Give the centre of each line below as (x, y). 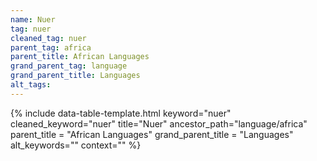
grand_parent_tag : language (69, 66)
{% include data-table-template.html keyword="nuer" (121, 113)
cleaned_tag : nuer (48, 38)
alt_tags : (31, 85)
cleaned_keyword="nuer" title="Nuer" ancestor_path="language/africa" (159, 123)
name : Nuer (33, 19)
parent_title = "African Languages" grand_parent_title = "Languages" (152, 134)
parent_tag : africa (51, 47)
